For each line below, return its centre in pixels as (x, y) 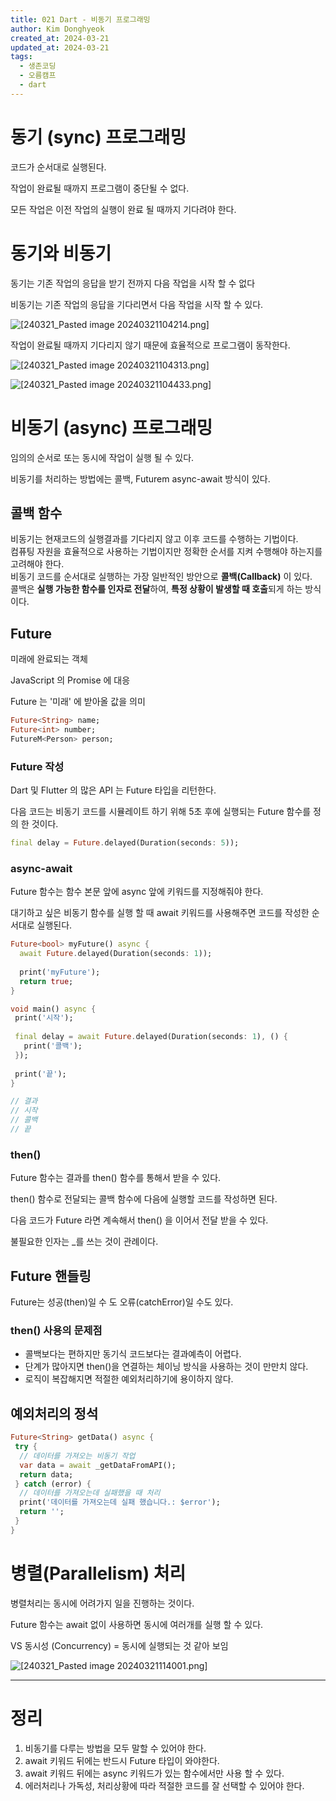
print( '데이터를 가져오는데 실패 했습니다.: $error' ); (120, 1502)
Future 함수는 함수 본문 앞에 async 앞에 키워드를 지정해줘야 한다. (137, 892)
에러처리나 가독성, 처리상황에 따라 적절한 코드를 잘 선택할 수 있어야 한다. (164, 1785)
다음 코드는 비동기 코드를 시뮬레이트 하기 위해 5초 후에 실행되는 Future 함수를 (161, 812)
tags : (21, 57)
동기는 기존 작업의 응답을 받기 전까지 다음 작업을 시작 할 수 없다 (133, 283)
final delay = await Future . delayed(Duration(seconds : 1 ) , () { (151, 1037)
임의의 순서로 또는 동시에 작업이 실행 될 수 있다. (102, 457)
